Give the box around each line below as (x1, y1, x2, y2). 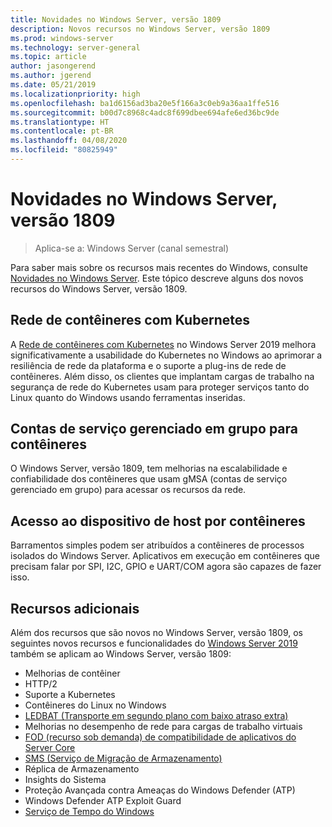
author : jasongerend (10, 61, 97, 71)
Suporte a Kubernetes (24, 689, 116, 701)
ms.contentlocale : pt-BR (10, 126, 114, 136)
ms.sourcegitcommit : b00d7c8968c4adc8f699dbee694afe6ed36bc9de (10, 107, 280, 118)
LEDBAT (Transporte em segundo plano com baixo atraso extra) (24, 710, 289, 722)
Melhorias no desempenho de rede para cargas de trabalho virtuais (24, 721, 303, 733)
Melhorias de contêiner (24, 667, 121, 680)
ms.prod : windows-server (10, 33, 114, 43)
